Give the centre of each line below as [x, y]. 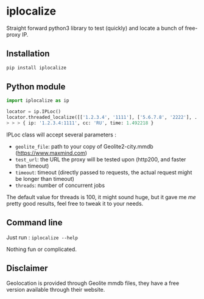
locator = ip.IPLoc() [34, 112]
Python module [36, 87]
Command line [34, 223]
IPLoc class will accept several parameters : [62, 135]
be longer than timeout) [45, 178]
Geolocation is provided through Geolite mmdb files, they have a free [93, 283]
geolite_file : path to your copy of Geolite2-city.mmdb [84, 146]
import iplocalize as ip [38, 101]
